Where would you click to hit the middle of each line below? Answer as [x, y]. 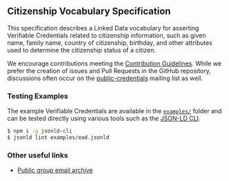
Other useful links [38, 155]
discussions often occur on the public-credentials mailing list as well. [105, 78]
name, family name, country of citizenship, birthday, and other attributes [110, 42]
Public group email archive [55, 170]
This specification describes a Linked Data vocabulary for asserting [103, 28]
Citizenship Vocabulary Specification [89, 11]
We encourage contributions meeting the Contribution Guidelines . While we [114, 63]
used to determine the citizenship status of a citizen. [82, 50]
